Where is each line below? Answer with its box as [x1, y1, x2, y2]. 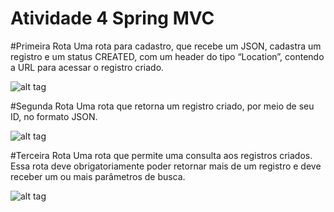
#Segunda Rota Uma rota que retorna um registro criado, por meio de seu [10, 100, 315, 112]
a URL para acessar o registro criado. [10, 61, 165, 73]
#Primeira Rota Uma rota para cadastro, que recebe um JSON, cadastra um [10, 40, 322, 52]
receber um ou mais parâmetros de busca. [10, 170, 186, 182]
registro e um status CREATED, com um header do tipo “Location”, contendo [10, 50, 325, 62]
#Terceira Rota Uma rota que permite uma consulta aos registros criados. [10, 149, 313, 161]
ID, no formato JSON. [10, 110, 98, 122]
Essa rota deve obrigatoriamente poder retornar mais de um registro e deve [10, 160, 322, 172]
